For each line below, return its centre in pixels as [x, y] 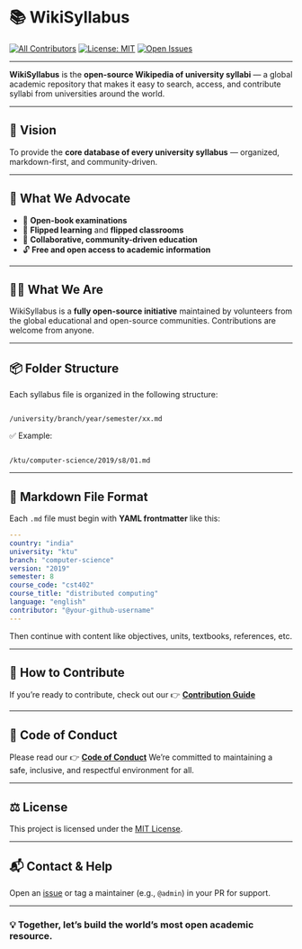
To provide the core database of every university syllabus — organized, [145, 152]
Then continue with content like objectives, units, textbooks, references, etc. [151, 635]
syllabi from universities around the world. [87, 93]
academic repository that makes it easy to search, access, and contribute [145, 84]
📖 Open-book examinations [75, 220]
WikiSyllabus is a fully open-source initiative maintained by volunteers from [151, 311]
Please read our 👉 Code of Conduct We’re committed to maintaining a [141, 757]
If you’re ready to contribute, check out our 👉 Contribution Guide [133, 695]
